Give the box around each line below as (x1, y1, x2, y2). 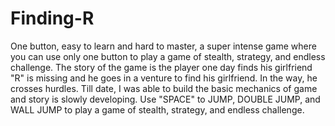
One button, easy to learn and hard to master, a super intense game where (10, 40, 317, 52)
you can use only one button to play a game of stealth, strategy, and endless (10, 50, 326, 62)
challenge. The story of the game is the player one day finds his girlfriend (10, 61, 313, 73)
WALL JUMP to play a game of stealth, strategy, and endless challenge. (10, 103, 305, 116)
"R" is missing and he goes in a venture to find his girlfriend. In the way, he (10, 72, 318, 84)
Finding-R (10, 7, 95, 30)
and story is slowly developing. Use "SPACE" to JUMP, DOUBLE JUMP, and (10, 93, 321, 105)
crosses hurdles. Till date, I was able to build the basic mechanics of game (10, 82, 318, 94)
